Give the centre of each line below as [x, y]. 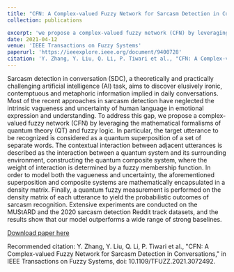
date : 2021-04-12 [32, 39]
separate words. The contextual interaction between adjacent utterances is [115, 145]
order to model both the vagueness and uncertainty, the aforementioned [111, 174]
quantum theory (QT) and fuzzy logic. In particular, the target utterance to [113, 130]
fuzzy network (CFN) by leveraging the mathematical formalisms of [125, 123]
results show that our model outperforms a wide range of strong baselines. [115, 219]
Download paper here [38, 233]
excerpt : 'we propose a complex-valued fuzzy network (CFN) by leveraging [118, 33]
